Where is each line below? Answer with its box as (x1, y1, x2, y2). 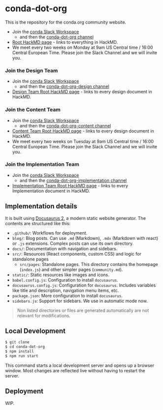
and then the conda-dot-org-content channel (19, 122, 111, 128)
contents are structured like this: (5, 220, 71, 226)
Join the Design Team (5, 67, 58, 74)
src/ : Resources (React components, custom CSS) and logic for (12, 251, 141, 257)
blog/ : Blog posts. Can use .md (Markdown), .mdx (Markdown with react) (12, 235, 159, 241)
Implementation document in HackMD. (12, 188, 90, 194)
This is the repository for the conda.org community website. (5, 19, 127, 25)
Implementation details (5, 202, 78, 210)
